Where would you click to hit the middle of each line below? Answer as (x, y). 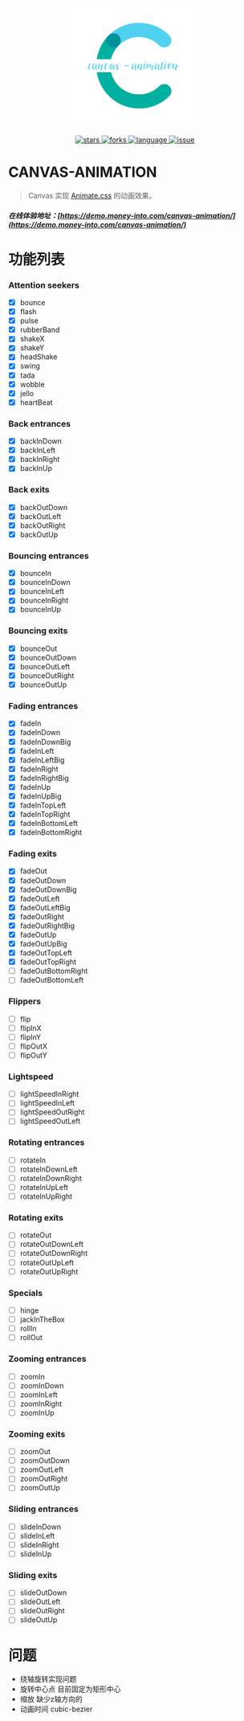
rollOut (31, 1338)
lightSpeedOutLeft (50, 1121)
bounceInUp (41, 610)
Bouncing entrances (49, 555)
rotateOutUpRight (49, 1271)
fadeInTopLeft (43, 805)
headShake (39, 357)
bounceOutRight (47, 675)
